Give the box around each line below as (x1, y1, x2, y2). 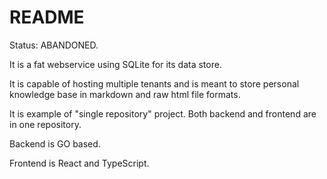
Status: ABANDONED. (9, 39, 99, 51)
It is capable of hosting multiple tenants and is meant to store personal (9, 77, 300, 90)
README (9, 6, 85, 29)
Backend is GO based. (9, 137, 101, 150)
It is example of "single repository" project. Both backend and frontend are (9, 107, 317, 120)
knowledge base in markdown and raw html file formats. (9, 88, 241, 100)
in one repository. (9, 118, 82, 130)
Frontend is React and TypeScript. (9, 157, 150, 169)
